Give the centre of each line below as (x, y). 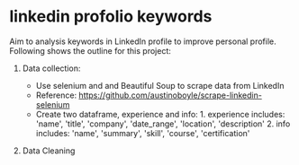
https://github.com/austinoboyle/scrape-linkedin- (171, 95)
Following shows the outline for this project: (90, 50)
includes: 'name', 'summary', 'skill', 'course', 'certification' (143, 133)
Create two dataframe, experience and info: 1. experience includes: (160, 114)
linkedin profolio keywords (111, 17)
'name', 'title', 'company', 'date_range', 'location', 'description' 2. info (163, 124)
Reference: (56, 95)
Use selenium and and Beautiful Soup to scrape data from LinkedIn (160, 85)
